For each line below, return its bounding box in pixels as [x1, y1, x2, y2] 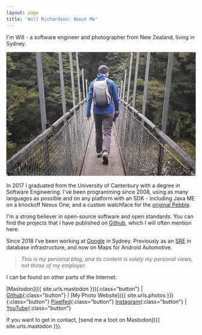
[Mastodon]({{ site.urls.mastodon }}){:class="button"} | [6, 286, 143, 293]
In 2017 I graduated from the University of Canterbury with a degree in [6, 182, 180, 190]
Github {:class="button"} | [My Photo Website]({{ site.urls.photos [6, 292, 166, 299]
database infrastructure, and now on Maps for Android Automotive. [6, 244, 173, 251]
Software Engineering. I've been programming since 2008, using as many [6, 188, 189, 196]
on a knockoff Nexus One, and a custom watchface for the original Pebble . [6, 201, 191, 208]
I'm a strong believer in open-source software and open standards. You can [6, 213, 194, 220]
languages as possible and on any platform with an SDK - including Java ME [6, 195, 195, 202]
